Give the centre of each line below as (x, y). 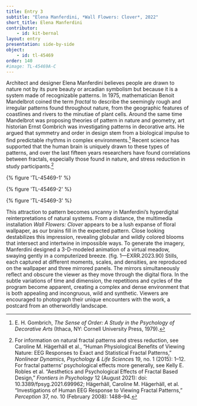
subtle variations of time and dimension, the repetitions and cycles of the (94, 281)
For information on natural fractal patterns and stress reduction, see (96, 340)
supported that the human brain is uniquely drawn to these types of (88, 147)
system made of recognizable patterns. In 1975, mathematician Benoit (90, 95)
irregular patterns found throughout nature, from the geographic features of (97, 108)
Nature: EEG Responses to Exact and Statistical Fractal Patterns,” (93, 352)
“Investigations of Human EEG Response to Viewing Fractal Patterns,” (98, 390)
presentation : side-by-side (40, 45)
